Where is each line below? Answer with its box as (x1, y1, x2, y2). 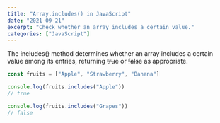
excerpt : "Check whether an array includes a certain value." (7, 23, 195, 30)
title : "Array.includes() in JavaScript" (7, 10, 132, 18)
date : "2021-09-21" (7, 17, 65, 24)
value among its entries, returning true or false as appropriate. (7, 57, 189, 66)
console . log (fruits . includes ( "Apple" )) (7, 83, 125, 90)
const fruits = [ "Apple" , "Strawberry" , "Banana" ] (7, 71, 160, 78)
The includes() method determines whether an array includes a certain (7, 49, 214, 58)
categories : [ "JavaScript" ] (7, 30, 91, 37)
